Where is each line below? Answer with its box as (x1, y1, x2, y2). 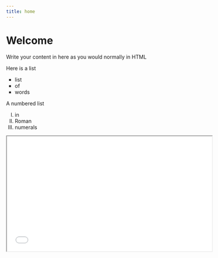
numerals (14, 124, 38, 131)
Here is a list (6, 64, 36, 72)
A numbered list (6, 100, 45, 107)
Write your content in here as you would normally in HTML (6, 53, 147, 60)
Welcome (6, 33, 53, 47)
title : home (6, 8, 35, 15)
